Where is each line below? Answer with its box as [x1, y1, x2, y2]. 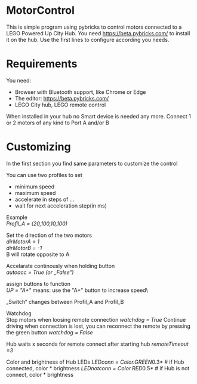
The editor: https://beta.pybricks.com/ [14, 95, 109, 102]
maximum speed [14, 189, 56, 196]
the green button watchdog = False [6, 328, 93, 336]
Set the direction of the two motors [6, 231, 93, 239]
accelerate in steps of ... [14, 196, 75, 203]
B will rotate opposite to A [6, 251, 70, 258]
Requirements [6, 57, 78, 71]
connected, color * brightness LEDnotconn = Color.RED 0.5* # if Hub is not [6, 364, 190, 371]
